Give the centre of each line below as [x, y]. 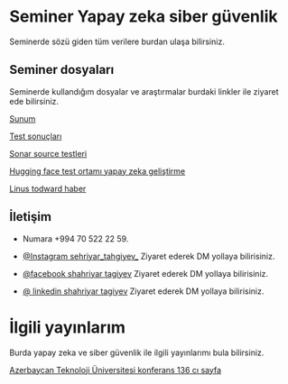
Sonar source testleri [48, 153]
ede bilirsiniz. [34, 101]
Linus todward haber [48, 188]
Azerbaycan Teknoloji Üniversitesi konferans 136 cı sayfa [116, 370]
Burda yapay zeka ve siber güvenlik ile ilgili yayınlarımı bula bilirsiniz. [137, 352]
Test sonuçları [36, 136]
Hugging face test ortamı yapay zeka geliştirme [98, 171]
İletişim [31, 217]
